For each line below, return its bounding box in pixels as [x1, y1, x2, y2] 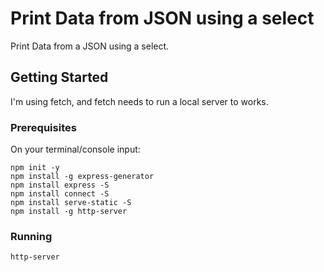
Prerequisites [10, 120, 77, 134]
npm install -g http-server [10, 207, 128, 217]
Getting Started [10, 69, 109, 86]
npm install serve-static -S [10, 198, 132, 208]
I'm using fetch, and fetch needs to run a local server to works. [10, 95, 269, 107]
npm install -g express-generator [10, 172, 155, 182]
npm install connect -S [10, 189, 110, 199]
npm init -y [10, 163, 60, 173]
